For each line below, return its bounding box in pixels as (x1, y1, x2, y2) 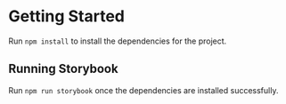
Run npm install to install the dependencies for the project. (8, 36, 227, 46)
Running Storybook (8, 61, 118, 76)
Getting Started (8, 6, 126, 27)
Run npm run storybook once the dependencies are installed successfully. (8, 84, 279, 95)
